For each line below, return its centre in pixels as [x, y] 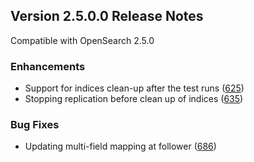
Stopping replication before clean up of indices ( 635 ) [134, 99]
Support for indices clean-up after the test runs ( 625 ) [134, 88]
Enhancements [48, 66]
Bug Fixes [35, 125]
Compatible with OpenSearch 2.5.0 [82, 40]
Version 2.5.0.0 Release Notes [107, 16]
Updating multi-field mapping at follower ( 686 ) [120, 146]
